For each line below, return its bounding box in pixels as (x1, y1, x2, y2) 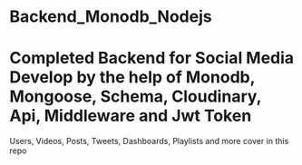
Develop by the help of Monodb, (9, 67, 256, 88)
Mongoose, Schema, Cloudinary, (9, 86, 261, 107)
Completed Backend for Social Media (9, 48, 295, 69)
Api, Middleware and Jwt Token (9, 106, 252, 126)
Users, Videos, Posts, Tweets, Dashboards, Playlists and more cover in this (9, 136, 289, 147)
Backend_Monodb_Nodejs (9, 6, 212, 27)
